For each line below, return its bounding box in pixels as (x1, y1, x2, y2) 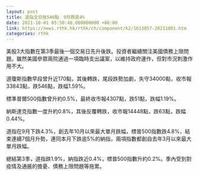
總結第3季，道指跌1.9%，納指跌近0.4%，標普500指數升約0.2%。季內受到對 (6, 155, 192, 163)
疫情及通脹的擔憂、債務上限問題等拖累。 (6, 163, 105, 170)
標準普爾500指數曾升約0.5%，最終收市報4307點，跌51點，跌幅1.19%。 (6, 96, 179, 103)
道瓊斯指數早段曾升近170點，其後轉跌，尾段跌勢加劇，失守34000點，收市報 (6, 75, 192, 82)
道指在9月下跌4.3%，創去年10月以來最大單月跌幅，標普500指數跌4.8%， (6, 128, 185, 135)
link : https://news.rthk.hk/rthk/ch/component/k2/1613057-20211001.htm (6, 25, 187, 31)
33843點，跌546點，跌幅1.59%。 (6, 82, 89, 90)
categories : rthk (6, 31, 49, 37)
